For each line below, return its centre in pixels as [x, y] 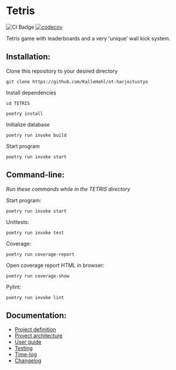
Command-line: [35, 175]
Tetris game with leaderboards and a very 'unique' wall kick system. [88, 38]
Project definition [35, 330]
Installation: [28, 57]
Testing [24, 348]
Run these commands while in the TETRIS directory [68, 189]
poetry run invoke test [35, 233]
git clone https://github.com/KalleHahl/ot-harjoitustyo [77, 82]
